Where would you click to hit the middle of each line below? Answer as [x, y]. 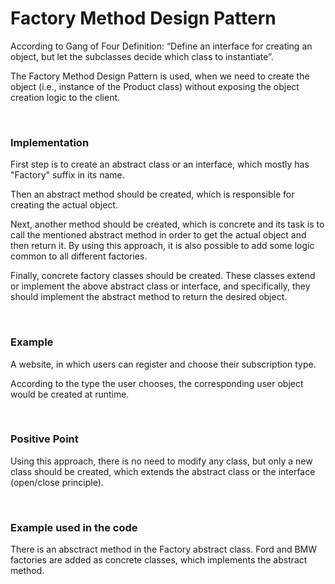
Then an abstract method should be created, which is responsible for [152, 194]
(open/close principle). [57, 482]
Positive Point [44, 439]
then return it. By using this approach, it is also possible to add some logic [162, 246]
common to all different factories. [79, 256]
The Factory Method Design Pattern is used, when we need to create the [160, 76]
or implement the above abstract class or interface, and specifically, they [160, 286]
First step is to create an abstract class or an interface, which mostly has [160, 164]
